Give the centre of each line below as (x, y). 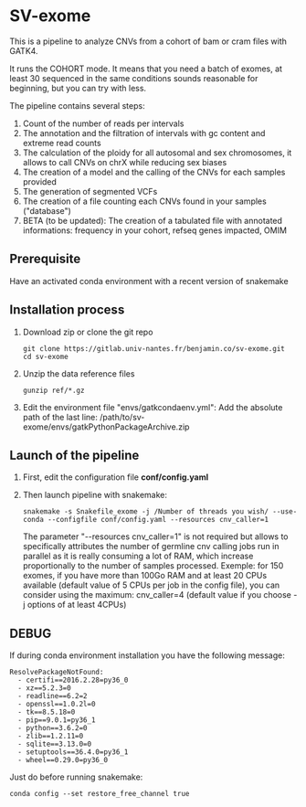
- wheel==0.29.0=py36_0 (63, 760)
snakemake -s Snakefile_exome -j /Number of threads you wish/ (146, 512)
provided (40, 181)
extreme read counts (62, 143)
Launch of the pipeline (74, 455)
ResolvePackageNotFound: (57, 673)
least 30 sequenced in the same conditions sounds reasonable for (134, 78)
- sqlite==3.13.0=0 (55, 744)
